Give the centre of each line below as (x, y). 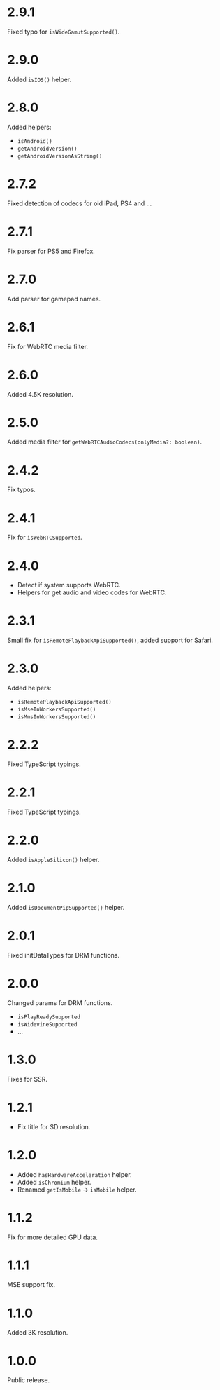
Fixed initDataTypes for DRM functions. (64, 955)
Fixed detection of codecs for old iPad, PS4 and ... (80, 203)
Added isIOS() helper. (39, 79)
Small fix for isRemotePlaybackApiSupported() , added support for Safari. (110, 640)
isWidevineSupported (47, 1024)
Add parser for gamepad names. (54, 299)
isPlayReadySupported (49, 1017)
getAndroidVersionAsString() (60, 156)
